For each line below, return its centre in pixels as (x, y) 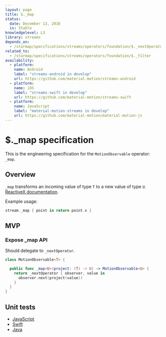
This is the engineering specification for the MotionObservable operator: (78, 153)
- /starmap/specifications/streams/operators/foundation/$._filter (81, 56)
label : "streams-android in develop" (53, 74)
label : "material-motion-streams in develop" (62, 111)
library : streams (23, 38)
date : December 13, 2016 (35, 24)
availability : (20, 60)
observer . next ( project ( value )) (50, 278)
